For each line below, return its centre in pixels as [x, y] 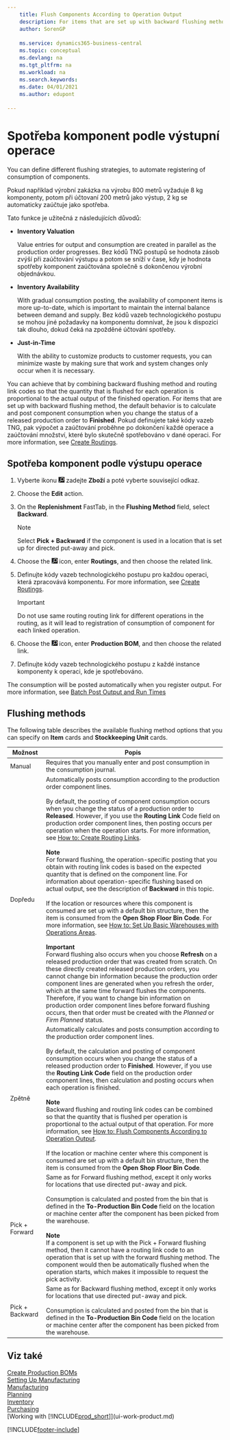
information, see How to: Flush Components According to [126, 1131]
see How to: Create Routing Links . [93, 837]
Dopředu [23, 900]
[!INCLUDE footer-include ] [43, 1429]
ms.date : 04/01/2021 [49, 87]
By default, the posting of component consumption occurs [128, 801]
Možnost [25, 753]
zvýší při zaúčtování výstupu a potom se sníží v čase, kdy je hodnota [114, 259]
